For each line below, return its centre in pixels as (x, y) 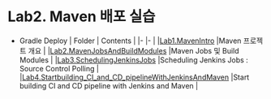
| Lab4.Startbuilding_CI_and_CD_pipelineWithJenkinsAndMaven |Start (134, 77)
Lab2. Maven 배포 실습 (82, 17)
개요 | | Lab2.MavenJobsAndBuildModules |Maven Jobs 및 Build (134, 50)
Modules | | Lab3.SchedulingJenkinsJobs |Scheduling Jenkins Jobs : (133, 60)
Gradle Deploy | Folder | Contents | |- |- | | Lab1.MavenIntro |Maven (130, 41)
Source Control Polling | (59, 68)
